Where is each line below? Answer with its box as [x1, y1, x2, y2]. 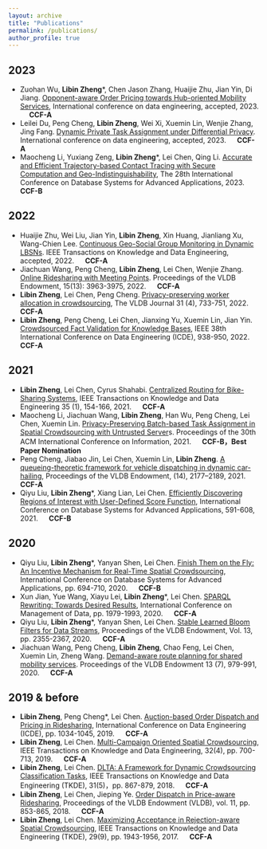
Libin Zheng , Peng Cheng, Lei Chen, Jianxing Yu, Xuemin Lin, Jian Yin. [19, 315, 253, 324]
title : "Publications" [8, 19, 84, 27]
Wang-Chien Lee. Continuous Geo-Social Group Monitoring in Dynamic [19, 238, 254, 248]
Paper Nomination [19, 446, 81, 455]
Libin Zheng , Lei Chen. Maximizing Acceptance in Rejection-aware [19, 815, 241, 825]
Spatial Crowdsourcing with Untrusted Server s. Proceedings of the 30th [19, 427, 257, 437]
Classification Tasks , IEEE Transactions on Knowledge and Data [19, 771, 230, 781]
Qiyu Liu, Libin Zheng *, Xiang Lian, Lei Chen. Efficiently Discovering [19, 488, 243, 497]
